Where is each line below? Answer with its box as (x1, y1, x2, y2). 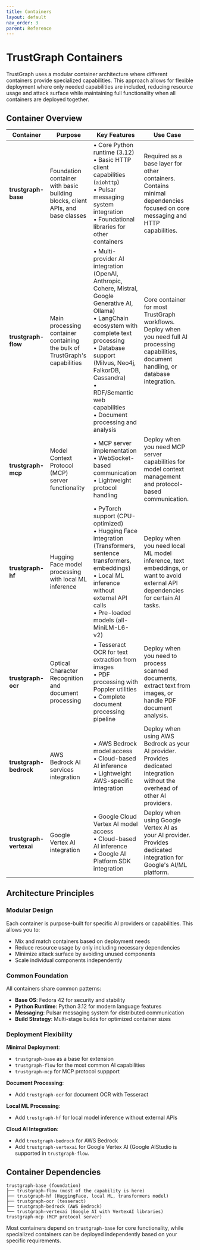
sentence (93, 549, 120, 557)
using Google (143, 816, 182, 824)
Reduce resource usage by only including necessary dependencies (14, 944, 180, 951)
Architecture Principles (6, 888, 94, 898)
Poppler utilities (93, 685, 137, 693)
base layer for (143, 159, 183, 167)
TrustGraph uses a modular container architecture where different (6, 71, 168, 78)
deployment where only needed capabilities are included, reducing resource (6, 83, 193, 90)
